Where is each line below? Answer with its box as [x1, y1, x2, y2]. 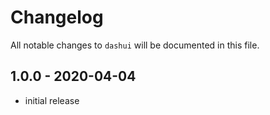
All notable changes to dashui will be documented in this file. [10, 39, 260, 51]
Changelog [10, 6, 104, 29]
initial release [24, 94, 80, 106]
